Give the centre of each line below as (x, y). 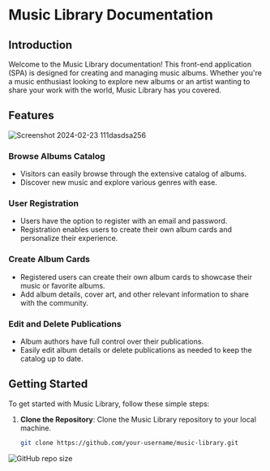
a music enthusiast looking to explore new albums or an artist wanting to (129, 81)
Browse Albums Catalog (57, 156)
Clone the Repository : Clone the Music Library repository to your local (138, 419)
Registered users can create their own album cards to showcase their (136, 276)
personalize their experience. (69, 238)
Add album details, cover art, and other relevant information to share (134, 294)
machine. (36, 428)
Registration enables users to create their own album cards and (126, 229)
